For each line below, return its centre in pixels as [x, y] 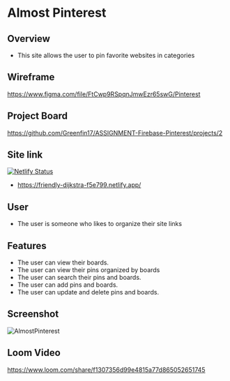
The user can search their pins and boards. [79, 278]
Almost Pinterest [57, 13]
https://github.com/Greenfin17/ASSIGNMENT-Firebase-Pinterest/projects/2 [115, 133]
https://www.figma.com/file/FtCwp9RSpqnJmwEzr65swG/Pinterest [104, 94]
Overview [29, 39]
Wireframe [31, 77]
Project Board [38, 116]
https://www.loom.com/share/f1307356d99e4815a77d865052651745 [106, 369]
